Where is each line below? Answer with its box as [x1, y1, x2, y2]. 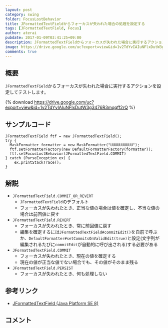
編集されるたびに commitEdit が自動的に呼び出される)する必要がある [19, 241, 158, 247]
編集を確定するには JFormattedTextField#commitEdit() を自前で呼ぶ [19, 229, 157, 235]
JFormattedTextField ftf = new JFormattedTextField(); [5, 134, 122, 139]
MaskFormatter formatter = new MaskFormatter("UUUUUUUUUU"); [9, 143, 140, 148]
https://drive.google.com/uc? [34, 99, 94, 105]
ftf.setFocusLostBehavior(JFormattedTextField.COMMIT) [9, 151, 126, 156]
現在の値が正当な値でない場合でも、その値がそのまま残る [19, 259, 138, 265]
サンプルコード [5, 120, 51, 129]
